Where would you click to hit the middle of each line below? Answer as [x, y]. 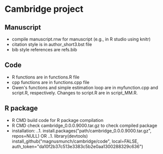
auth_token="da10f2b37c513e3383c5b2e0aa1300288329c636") [78, 146]
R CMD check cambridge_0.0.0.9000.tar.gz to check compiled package [84, 125]
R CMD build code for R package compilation [58, 120]
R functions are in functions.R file [45, 77]
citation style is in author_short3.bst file [52, 44]
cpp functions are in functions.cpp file [51, 82]
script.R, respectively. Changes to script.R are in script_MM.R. [75, 93]
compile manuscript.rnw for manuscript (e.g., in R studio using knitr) [81, 39]
